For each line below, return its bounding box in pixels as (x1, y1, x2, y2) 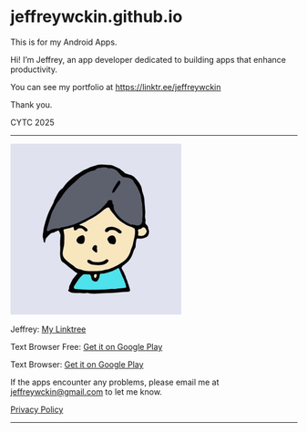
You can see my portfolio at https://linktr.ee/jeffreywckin (10, 81, 221, 92)
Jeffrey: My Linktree (10, 324, 87, 334)
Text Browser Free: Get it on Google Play (10, 341, 163, 352)
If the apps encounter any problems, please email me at (10, 376, 220, 387)
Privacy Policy (10, 404, 64, 415)
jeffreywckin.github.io (10, 6, 183, 27)
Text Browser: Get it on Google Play (10, 358, 144, 370)
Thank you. (10, 98, 53, 110)
